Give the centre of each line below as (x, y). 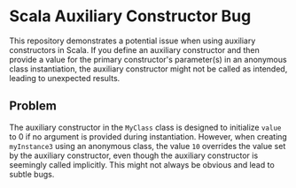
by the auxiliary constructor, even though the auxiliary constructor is (134, 155)
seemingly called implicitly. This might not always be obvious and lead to (142, 164)
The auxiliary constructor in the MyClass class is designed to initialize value (145, 127)
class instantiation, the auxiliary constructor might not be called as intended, (148, 69)
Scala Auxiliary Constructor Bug (130, 16)
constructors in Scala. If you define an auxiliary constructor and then (134, 49)
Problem (33, 106)
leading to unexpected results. (65, 78)
